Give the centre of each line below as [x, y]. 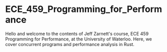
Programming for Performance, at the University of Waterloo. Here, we [79, 39]
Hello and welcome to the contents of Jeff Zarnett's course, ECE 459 [77, 33]
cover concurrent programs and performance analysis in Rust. [70, 44]
